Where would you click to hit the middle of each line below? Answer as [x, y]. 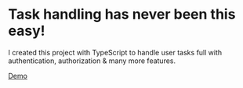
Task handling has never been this [122, 14]
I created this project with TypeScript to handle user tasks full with [115, 52]
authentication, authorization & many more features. [92, 61]
